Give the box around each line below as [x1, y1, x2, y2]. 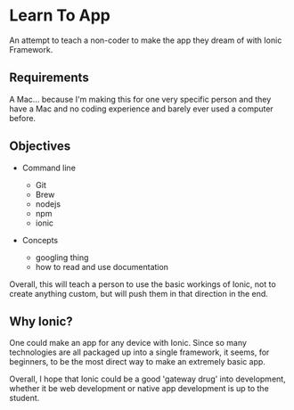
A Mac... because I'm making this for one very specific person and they [9, 94, 272, 104]
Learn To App [9, 5, 111, 26]
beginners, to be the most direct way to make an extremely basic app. [9, 357, 265, 367]
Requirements [9, 70, 89, 86]
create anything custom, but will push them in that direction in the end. [9, 288, 269, 299]
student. [9, 393, 40, 404]
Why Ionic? [9, 314, 73, 329]
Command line [21, 162, 76, 173]
